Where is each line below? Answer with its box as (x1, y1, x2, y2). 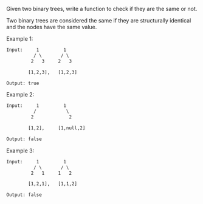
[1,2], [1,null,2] (28, 125, 86, 131)
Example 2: (6, 91, 35, 98)
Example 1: (6, 35, 33, 42)
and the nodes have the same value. (6, 24, 97, 30)
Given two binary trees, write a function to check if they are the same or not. (6, 5, 198, 12)
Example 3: (6, 147, 35, 154)
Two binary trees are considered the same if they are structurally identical (6, 17, 191, 24)
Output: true (6, 80, 40, 86)
